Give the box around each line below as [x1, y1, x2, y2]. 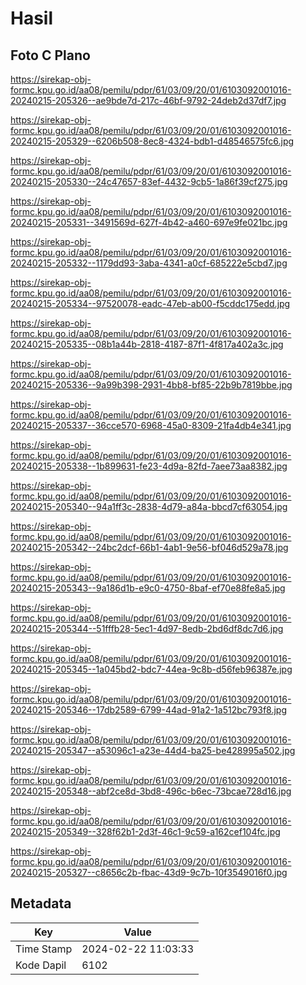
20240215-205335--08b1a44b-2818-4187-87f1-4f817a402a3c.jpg [10, 338, 284, 350]
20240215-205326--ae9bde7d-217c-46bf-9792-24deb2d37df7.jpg [10, 95, 287, 106]
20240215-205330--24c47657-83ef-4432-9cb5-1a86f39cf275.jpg [10, 176, 288, 187]
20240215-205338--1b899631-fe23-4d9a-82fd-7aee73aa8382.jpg [10, 460, 288, 472]
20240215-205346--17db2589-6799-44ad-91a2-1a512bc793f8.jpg [10, 704, 288, 716]
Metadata [10, 895, 72, 912]
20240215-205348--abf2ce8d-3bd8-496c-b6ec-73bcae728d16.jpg [10, 785, 292, 797]
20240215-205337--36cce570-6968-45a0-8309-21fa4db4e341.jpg [10, 420, 292, 431]
